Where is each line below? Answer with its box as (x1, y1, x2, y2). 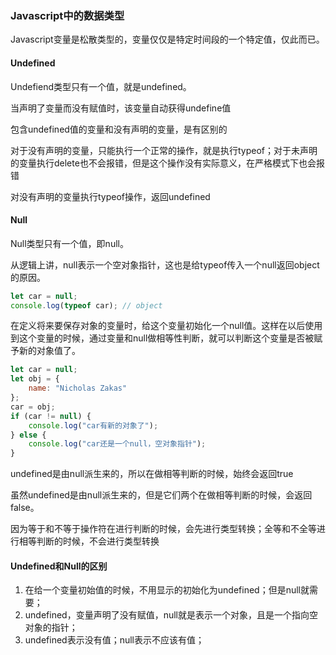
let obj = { (10, 374, 60, 384)
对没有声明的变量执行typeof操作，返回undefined (10, 190, 211, 202)
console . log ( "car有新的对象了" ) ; (28, 420, 159, 431)
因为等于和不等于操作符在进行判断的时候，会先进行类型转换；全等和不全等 (10, 523, 317, 535)
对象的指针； (24, 622, 78, 634)
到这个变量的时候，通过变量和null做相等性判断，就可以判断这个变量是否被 (10, 332, 315, 344)
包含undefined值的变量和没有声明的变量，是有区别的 (10, 123, 228, 135)
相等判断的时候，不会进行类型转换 (18, 535, 160, 547)
